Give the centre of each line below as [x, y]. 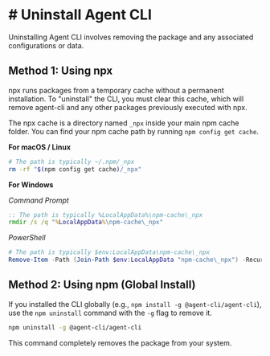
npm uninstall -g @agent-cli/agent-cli [75, 327]
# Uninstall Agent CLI [80, 15]
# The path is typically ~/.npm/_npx [72, 162]
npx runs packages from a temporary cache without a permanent [117, 90]
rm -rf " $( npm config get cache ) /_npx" [75, 169]
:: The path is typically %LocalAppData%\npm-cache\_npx [106, 215]
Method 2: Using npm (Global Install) [102, 285]
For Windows [31, 184]
